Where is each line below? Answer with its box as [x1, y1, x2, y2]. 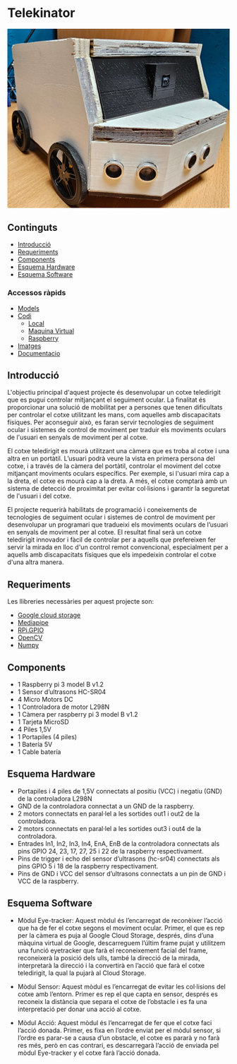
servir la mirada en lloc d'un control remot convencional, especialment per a [7, 543, 229, 551]
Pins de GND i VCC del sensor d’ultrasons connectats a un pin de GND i [17, 869, 226, 878]
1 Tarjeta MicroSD [17, 718, 69, 727]
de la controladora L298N [17, 794, 92, 803]
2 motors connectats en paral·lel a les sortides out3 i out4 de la [17, 824, 202, 832]
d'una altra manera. [7, 558, 64, 566]
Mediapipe [17, 618, 49, 627]
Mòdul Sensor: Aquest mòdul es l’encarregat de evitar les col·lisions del [17, 982, 226, 991]
